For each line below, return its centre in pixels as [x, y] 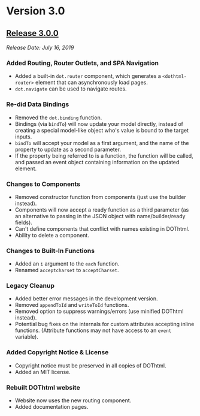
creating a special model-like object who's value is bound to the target [101, 130]
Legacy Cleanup [31, 286]
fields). [24, 222]
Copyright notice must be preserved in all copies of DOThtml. [90, 365]
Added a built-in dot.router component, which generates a [88, 76]
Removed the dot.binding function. [58, 117]
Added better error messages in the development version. [86, 299]
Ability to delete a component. [52, 235]
